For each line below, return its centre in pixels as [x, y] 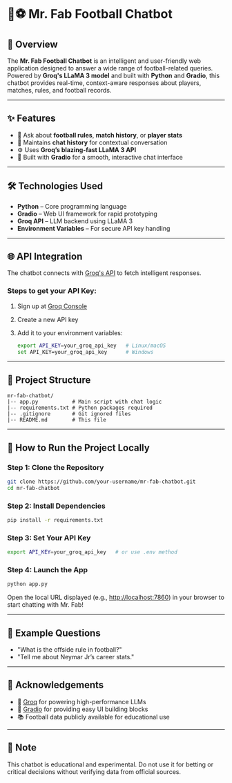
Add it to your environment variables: [70, 332]
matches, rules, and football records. [59, 90]
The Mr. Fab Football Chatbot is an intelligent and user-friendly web [104, 61]
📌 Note [22, 748]
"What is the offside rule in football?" [69, 650]
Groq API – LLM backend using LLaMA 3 [75, 221]
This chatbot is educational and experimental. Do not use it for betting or [110, 764]
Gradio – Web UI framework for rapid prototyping [87, 214]
